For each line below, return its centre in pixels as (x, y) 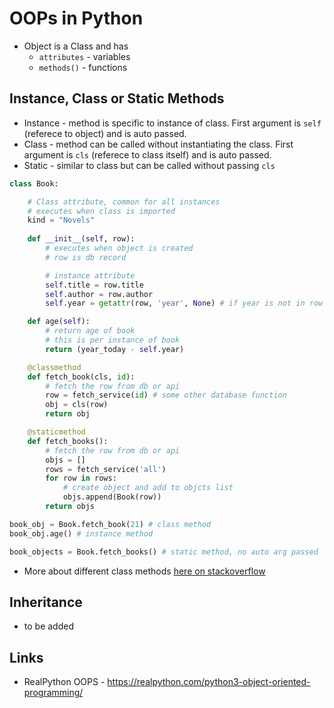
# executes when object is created (119, 248)
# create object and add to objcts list (148, 488)
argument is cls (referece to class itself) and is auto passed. (147, 154)
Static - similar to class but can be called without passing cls (149, 165)
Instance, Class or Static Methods (117, 98)
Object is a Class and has (76, 46)
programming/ (53, 693)
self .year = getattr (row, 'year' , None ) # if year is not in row (184, 303)
